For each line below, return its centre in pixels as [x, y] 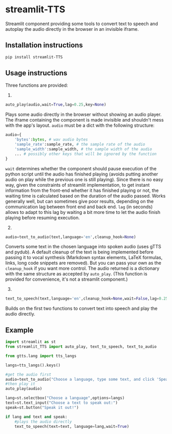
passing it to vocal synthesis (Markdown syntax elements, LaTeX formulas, [84, 258]
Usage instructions [36, 73]
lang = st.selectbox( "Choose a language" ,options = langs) [65, 398]
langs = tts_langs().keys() [33, 365]
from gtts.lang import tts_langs [41, 356]
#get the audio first [28, 374]
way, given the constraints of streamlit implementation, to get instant [78, 185]
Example [19, 330]
